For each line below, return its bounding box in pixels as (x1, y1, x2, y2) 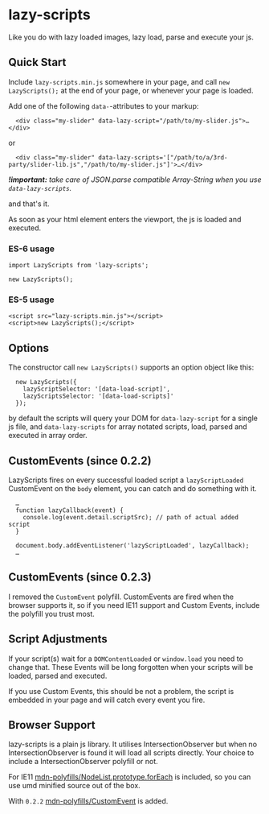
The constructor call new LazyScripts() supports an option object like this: (8, 362, 255, 372)
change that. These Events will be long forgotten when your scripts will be (8, 662, 254, 671)
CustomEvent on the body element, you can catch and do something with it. (8, 483, 257, 493)
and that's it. (8, 199, 50, 209)
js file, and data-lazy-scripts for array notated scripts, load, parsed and (8, 422, 247, 432)
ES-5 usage (8, 294, 55, 305)
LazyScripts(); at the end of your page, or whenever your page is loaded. (8, 85, 254, 95)
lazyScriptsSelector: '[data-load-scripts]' (22, 392, 174, 400)
